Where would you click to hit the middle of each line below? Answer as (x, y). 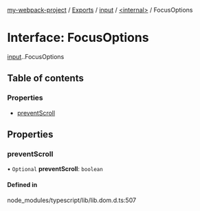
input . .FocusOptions (36, 56)
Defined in (22, 184)
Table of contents (45, 78)
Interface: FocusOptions (78, 38)
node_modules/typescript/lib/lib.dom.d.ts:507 (71, 200)
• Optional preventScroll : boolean (55, 169)
